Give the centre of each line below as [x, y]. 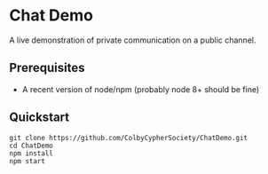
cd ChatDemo [31, 146]
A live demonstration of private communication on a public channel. [133, 40]
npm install [31, 153]
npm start [28, 161]
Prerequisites [47, 68]
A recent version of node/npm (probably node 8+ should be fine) [141, 89]
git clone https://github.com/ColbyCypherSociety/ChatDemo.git [129, 138]
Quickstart [39, 118]
